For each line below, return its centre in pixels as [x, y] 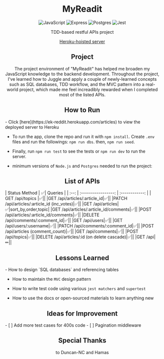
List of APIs [82, 181]
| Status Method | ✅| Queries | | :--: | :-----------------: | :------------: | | [78, 193]
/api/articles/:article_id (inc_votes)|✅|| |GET [49, 204]
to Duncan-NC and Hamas [82, 352]
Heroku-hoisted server [82, 41]
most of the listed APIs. [82, 94]
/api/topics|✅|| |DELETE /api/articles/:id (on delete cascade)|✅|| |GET [75, 237]
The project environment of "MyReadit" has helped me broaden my [82, 68]
